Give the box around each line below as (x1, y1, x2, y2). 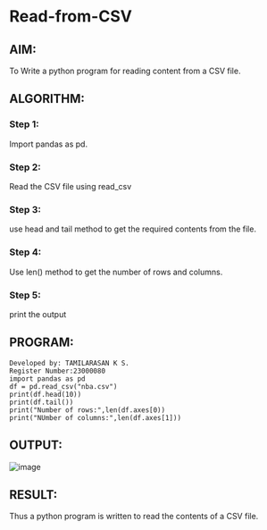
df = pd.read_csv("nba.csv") (9, 382, 118, 391)
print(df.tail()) (9, 398, 74, 407)
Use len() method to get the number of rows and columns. (9, 266, 223, 277)
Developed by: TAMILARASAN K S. (9, 358, 129, 367)
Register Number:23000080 (9, 366, 105, 375)
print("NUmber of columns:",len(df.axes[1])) (9, 413, 181, 422)
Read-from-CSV (9, 6, 132, 27)
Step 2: (9, 161, 42, 173)
